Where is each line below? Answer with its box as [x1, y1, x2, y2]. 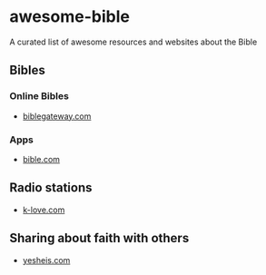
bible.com [22, 153, 61, 164]
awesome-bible [9, 6, 130, 27]
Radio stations [9, 180, 93, 196]
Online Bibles [9, 90, 70, 103]
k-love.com [22, 204, 65, 215]
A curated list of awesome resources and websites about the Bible [9, 36, 258, 47]
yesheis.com [22, 254, 71, 265]
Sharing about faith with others [9, 231, 190, 246]
